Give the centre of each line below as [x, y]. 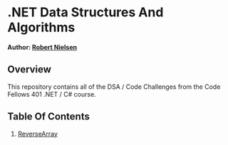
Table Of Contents [49, 117]
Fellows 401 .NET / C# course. [52, 94]
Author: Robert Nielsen [42, 47]
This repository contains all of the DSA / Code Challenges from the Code [114, 87]
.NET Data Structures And [85, 12]
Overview [30, 69]
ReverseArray [38, 134]
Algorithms [41, 27]
